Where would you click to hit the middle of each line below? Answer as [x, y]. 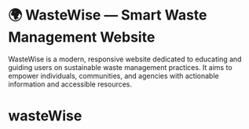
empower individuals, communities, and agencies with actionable [114, 76]
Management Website [82, 37]
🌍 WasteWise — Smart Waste [108, 15]
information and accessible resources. [70, 84]
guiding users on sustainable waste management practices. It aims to [121, 67]
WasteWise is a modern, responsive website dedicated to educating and [125, 59]
